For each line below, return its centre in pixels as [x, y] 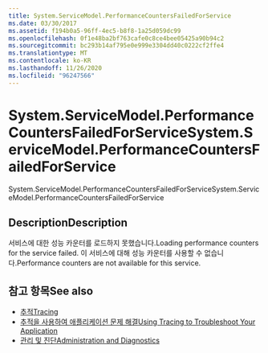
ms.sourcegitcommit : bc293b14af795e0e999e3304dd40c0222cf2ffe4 [116, 46]
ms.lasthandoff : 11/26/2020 [55, 68]
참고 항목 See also [51, 291]
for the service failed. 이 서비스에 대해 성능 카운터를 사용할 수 [106, 253]
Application [39, 331]
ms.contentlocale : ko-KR [50, 61]
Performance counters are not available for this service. [109, 263]
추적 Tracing [39, 312]
